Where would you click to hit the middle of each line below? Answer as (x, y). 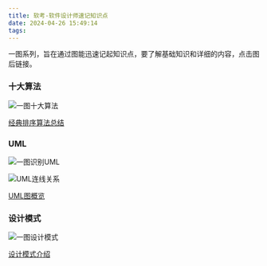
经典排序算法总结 (36, 122)
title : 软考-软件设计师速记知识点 (58, 16)
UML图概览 (27, 195)
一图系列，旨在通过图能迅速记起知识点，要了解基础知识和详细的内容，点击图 (134, 54)
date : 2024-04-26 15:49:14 (53, 23)
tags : (17, 30)
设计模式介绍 (29, 254)
